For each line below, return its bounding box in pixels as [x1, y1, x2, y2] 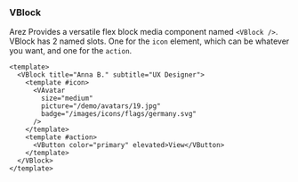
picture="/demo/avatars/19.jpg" [41, 102, 162, 111]
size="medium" [41, 94, 93, 103]
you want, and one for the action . [9, 45, 133, 56]
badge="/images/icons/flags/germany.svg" [41, 110, 197, 119]
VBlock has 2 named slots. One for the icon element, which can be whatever [9, 36, 290, 46]
